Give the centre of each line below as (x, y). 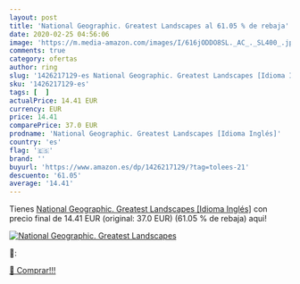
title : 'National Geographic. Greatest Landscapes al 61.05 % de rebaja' (150, 26)
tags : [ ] (29, 92)
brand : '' (28, 159)
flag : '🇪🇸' (31, 150)
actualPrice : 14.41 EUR (54, 100)
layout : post (33, 17)
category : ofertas (43, 59)
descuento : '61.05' (46, 175)
